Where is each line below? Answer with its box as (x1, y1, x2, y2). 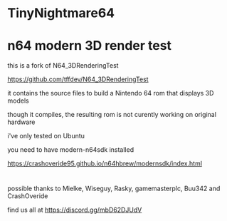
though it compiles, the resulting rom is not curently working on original (7, 110, 217, 119)
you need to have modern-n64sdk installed (7, 145, 134, 154)
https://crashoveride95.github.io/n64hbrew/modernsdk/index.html (7, 159, 203, 168)
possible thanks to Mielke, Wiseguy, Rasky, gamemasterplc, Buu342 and (7, 184, 221, 193)
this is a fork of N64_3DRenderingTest (7, 61, 119, 70)
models (7, 96, 30, 105)
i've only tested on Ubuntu (7, 132, 85, 140)
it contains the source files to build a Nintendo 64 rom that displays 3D (7, 89, 214, 98)
